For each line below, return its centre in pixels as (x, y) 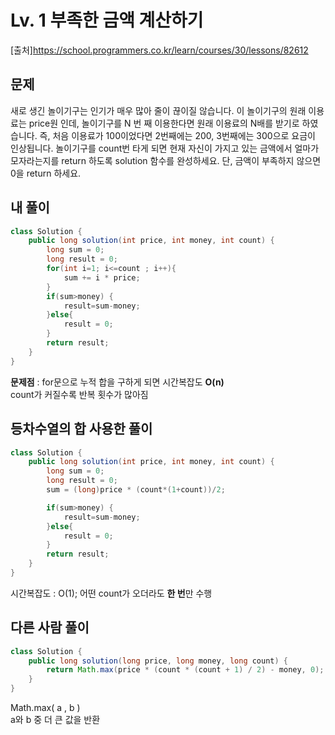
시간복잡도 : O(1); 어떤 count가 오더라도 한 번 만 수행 (111, 593)
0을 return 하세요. (46, 173)
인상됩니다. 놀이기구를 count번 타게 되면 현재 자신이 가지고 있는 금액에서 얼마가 (165, 148)
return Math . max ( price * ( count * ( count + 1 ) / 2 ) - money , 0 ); (185, 670)
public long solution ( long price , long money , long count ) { (158, 661)
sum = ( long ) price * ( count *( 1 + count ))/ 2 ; (136, 490)
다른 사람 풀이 (50, 627)
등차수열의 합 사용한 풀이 (81, 429)
